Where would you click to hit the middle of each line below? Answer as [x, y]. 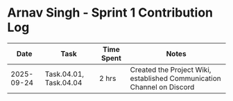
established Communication [176, 78]
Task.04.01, [64, 74]
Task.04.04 [63, 82]
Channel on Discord [162, 86]
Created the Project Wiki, [171, 69]
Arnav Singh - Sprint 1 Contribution [110, 13]
